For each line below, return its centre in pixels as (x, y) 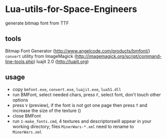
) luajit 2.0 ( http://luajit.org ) (61, 61)
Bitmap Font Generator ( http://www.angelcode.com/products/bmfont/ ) (78, 50)
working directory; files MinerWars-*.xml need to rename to (73, 126)
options (20, 100)
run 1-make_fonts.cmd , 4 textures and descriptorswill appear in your (82, 121)
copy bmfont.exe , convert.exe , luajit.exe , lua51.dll (67, 89)
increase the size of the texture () (47, 110)
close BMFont (26, 115)
